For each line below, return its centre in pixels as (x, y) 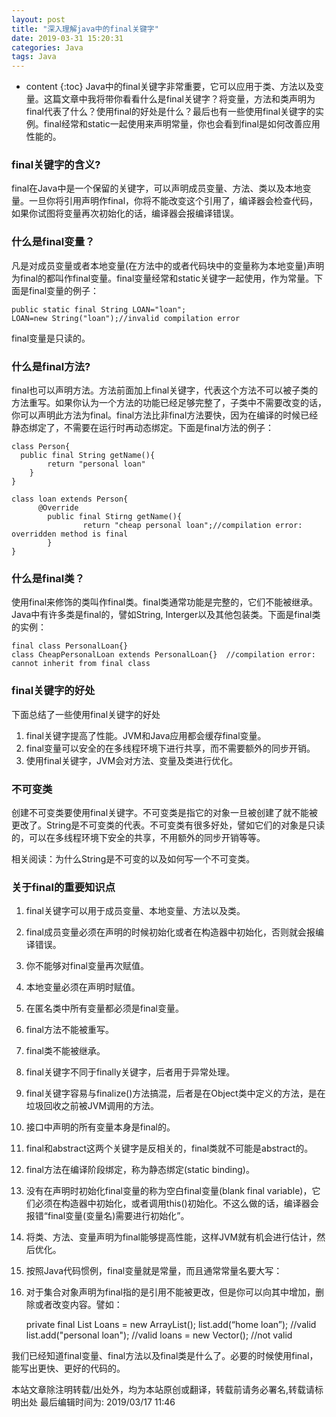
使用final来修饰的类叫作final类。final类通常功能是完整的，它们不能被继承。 (165, 602)
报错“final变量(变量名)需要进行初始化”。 (107, 1216)
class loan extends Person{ (70, 499)
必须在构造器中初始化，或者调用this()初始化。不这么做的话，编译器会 (176, 1203)
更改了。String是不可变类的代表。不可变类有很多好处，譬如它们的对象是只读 (168, 825)
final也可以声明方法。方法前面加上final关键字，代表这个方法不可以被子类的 (165, 390)
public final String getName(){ (88, 456)
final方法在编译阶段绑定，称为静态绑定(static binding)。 (140, 1170)
